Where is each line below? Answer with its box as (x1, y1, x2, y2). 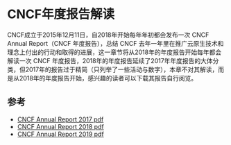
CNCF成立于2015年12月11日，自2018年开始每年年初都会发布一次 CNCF (7, 31, 209, 39)
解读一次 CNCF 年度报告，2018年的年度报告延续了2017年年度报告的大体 (7, 56, 213, 65)
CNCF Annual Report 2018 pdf (17, 122, 104, 130)
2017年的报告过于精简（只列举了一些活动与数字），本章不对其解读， (25, 65, 219, 74)
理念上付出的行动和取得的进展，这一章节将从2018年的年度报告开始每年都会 (7, 48, 222, 56)
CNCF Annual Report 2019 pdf (17, 130, 104, 138)
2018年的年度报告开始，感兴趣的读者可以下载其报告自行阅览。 (19, 74, 198, 82)
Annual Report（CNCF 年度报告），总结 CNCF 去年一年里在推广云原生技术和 (7, 39, 224, 47)
